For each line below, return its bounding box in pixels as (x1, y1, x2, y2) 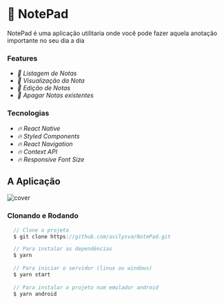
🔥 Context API (17, 148, 57, 156)
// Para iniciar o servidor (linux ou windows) (13, 265, 153, 272)
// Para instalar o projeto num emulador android (13, 284, 159, 291)
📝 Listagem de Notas (17, 69, 77, 78)
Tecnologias (7, 108, 50, 118)
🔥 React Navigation (17, 139, 74, 148)
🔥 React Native (17, 124, 61, 132)
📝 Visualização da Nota (17, 77, 85, 85)
